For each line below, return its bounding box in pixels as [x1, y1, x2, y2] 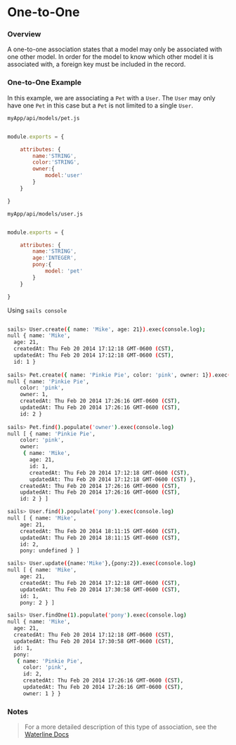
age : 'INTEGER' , [32, 254, 77, 262]
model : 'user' [44, 172, 83, 179]
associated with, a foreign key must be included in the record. [7, 60, 186, 69]
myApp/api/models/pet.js [7, 114, 80, 121]
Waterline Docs [24, 730, 69, 739]
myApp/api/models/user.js [7, 210, 83, 218]
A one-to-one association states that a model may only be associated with [7, 45, 223, 53]
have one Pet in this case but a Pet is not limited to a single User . [7, 101, 193, 110]
